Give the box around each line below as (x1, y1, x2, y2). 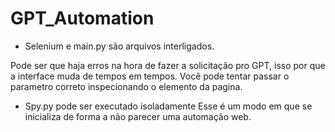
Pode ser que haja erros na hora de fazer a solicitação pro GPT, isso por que (10, 59, 326, 71)
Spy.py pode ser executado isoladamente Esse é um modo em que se (24, 100, 313, 112)
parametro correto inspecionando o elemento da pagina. (10, 80, 243, 92)
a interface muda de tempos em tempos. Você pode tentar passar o (10, 70, 290, 82)
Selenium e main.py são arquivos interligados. (24, 40, 215, 52)
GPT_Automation (10, 7, 155, 30)
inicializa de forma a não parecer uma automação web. (24, 110, 252, 122)
